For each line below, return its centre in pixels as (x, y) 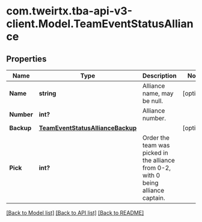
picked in (155, 153)
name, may (158, 93)
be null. (153, 101)
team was (156, 145)
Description (159, 76)
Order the (156, 138)
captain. (154, 198)
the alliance (159, 160)
